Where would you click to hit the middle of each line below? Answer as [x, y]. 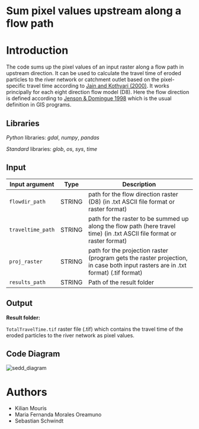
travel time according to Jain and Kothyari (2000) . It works [98, 86]
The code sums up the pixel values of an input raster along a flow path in [95, 67]
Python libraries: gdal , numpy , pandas [53, 137]
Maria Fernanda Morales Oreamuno [58, 415]
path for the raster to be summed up [138, 218]
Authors [27, 392]
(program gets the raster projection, [138, 257]
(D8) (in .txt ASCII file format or [131, 201]
